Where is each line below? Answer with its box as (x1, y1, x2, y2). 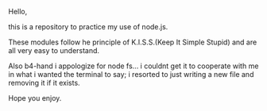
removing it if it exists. (8, 78, 81, 87)
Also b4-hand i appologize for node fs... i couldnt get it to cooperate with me (8, 61, 259, 71)
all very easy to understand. (8, 46, 100, 55)
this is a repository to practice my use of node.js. (8, 22, 168, 31)
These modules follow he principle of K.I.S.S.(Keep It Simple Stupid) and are (8, 37, 257, 47)
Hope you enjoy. (8, 94, 62, 102)
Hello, (8, 7, 28, 16)
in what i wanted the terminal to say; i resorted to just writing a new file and (8, 70, 254, 78)
